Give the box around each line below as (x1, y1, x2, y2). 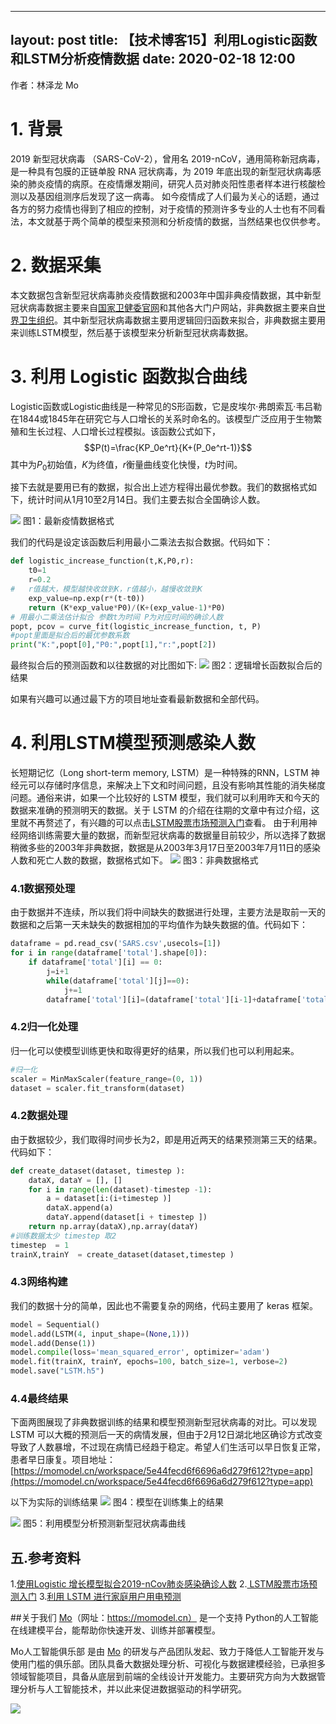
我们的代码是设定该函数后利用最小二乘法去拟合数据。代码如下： (10, 536, 273, 548)
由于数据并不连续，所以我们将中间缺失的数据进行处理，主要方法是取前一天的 (10, 906, 326, 918)
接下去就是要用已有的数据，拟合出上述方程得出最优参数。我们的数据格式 (10, 481, 308, 493)
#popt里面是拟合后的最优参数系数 (10, 631, 130, 641)
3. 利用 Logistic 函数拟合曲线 (10, 365, 248, 388)
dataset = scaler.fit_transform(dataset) (10, 1083, 186, 1093)
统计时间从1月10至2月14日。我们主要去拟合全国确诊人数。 (27, 494, 266, 506)
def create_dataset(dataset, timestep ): (10, 1166, 186, 1176)
